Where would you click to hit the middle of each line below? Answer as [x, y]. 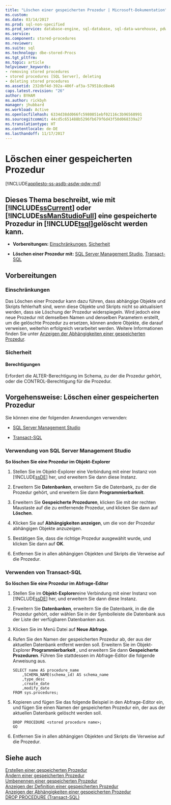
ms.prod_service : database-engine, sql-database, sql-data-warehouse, [82, 29]
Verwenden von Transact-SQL [44, 572]
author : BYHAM [20, 96]
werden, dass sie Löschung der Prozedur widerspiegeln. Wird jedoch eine [83, 312]
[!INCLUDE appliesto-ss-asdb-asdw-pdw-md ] [53, 184]
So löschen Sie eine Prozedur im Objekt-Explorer [58, 462]
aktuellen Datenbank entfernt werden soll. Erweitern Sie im [74, 645]
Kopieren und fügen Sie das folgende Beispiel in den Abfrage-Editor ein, [88, 702]
